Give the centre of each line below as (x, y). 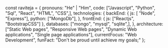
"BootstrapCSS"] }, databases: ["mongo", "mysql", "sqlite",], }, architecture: (84, 24)
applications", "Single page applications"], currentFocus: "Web (71, 35)
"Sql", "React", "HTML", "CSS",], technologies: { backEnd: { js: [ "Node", (80, 13)
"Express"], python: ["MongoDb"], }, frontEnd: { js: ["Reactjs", (70, 18)
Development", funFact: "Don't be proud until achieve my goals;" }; (75, 40)
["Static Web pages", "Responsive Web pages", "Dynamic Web (71, 29)
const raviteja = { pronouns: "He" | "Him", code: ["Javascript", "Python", (80, 8)
